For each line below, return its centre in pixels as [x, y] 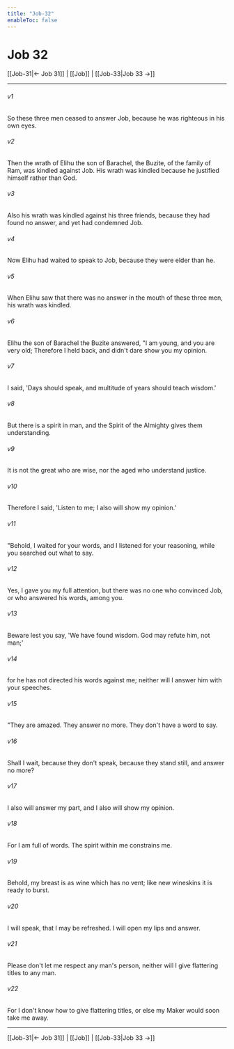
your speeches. [30, 688]
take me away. [28, 1018]
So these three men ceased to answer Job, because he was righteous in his [116, 118]
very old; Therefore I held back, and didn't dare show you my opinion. [107, 350]
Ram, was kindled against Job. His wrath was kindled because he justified [113, 170]
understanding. [29, 433]
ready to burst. [29, 890]
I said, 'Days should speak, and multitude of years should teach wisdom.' [112, 388]
